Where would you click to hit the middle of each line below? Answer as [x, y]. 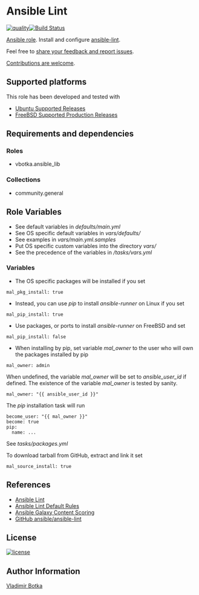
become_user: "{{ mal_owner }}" [47, 416]
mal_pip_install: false [36, 337]
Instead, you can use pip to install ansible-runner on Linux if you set [99, 303]
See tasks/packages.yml [37, 443]
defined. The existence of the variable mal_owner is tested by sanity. [92, 383]
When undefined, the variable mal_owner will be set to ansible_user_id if [96, 377]
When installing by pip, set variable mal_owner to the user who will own [104, 348]
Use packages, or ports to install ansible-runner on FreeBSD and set [100, 325]
